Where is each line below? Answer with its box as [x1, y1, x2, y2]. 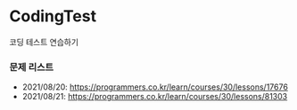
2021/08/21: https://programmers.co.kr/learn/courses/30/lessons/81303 [21, 91, 288, 102]
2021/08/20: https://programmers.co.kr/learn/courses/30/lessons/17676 [21, 82, 288, 92]
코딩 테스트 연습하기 [9, 36, 78, 47]
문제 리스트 [9, 60, 54, 73]
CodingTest [9, 6, 96, 27]
